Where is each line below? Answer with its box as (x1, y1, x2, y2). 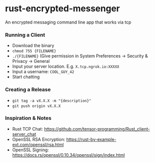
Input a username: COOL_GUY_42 (12, 69, 74, 75)
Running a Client (5, 31, 45, 38)
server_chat (12, 131, 36, 137)
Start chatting (12, 74, 40, 80)
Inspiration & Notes (5, 115, 52, 122)
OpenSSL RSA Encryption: (12, 136, 66, 142)
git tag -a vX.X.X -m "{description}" (12, 98, 91, 103)
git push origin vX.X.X (12, 104, 61, 109)
